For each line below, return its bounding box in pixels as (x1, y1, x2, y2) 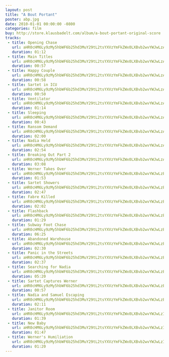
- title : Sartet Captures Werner (7, 279, 78, 284)
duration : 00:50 (12, 92, 46, 97)
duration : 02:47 (12, 190, 46, 195)
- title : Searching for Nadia (7, 264, 71, 270)
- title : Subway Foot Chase (7, 222, 66, 228)
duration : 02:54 (12, 148, 46, 153)
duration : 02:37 (12, 260, 46, 265)
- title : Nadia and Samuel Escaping (7, 293, 84, 298)
